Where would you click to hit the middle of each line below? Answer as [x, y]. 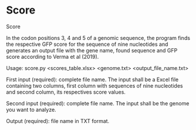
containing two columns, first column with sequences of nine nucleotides [94, 85]
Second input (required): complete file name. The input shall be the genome [98, 103]
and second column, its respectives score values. [66, 92]
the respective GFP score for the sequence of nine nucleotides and [87, 44]
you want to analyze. [31, 109]
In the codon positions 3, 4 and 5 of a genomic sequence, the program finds [98, 38]
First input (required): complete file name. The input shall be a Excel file [92, 79]
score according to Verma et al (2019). [53, 56]
